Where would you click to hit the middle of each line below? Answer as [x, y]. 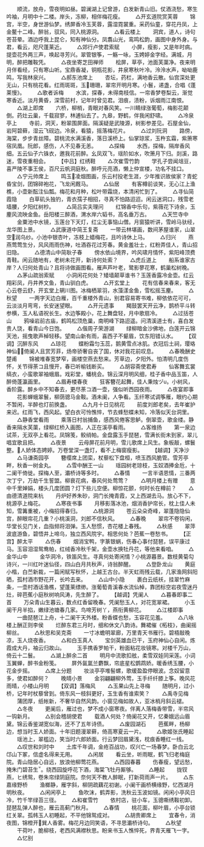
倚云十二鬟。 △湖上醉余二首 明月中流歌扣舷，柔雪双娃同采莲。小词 [101, 655]
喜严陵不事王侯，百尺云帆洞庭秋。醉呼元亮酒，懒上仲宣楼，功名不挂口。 [97, 169]
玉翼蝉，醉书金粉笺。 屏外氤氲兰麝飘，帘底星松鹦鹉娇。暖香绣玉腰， [97, 663]
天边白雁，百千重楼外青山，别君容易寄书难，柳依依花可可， [119, 298]
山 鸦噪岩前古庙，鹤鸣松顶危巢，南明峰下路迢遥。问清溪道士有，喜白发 [100, 321]
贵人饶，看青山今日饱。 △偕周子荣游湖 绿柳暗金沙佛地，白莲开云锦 [101, 328]
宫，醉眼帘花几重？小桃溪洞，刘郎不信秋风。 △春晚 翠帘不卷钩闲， [101, 518]
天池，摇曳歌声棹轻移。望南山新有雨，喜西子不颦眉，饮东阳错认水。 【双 [101, 336]
